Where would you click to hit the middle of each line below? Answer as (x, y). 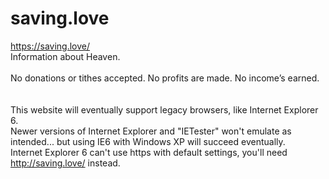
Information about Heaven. (65, 56)
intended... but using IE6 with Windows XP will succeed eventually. (148, 141)
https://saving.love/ (50, 46)
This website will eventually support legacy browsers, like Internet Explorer (164, 109)
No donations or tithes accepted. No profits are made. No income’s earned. (165, 78)
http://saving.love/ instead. (65, 163)
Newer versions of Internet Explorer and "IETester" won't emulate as (151, 131)
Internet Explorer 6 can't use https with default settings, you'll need (149, 152)
